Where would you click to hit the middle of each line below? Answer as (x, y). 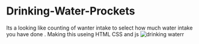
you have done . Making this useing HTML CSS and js (73, 34)
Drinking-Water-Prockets (71, 11)
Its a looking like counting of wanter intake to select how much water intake (99, 28)
